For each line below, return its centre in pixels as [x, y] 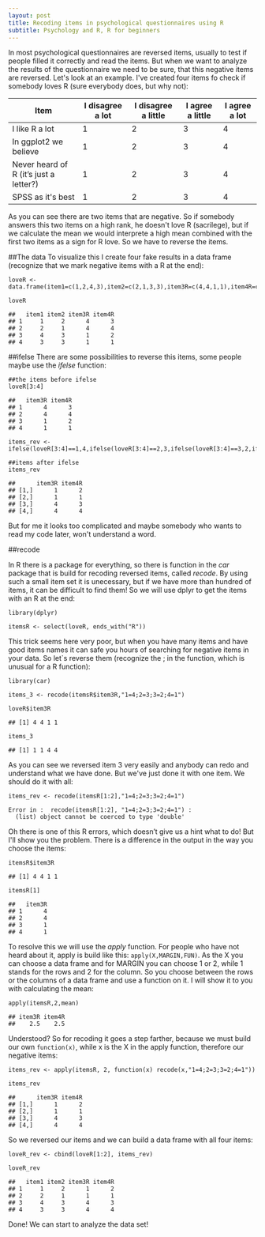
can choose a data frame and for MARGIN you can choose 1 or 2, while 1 [126, 964]
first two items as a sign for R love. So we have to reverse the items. [118, 242]
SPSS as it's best [43, 197]
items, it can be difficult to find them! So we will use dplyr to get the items [127, 590]
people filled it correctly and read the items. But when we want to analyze [128, 61]
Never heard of [40, 164]
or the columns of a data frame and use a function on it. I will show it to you [131, 980]
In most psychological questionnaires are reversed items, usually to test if [127, 53]
